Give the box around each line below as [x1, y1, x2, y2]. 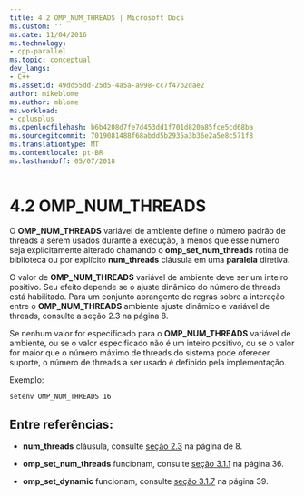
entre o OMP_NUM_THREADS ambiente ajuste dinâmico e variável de [9, 301, 270, 312]
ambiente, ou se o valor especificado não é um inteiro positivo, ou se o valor [9, 337, 295, 349]
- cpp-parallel [9, 47, 67, 56]
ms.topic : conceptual [9, 55, 92, 64]
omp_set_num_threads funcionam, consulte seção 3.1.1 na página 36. [22, 459, 284, 470]
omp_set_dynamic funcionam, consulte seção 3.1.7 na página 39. [22, 476, 270, 487]
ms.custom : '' [9, 22, 64, 31]
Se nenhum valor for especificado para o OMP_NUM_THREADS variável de [9, 328, 291, 339]
